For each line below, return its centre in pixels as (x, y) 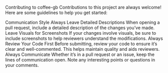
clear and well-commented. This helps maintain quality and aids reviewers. (82, 49)
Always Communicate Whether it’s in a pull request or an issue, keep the (80, 54)
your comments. (22, 65)
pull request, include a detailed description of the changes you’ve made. (80, 28)
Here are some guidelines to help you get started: (56, 13)
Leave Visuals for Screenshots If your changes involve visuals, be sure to (81, 33)
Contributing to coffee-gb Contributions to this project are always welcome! (83, 7)
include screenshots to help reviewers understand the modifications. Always (84, 38)
